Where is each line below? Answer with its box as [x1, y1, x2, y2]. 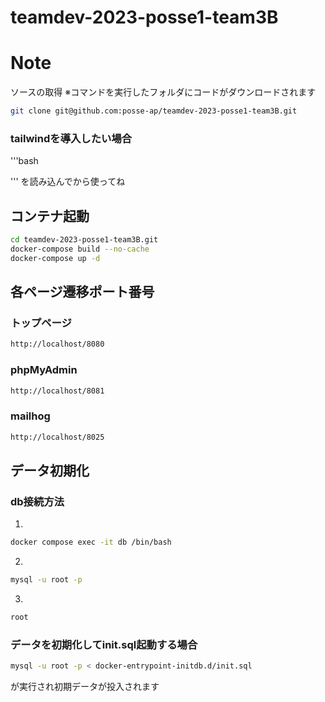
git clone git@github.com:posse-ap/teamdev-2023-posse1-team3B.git [10, 106, 298, 116]
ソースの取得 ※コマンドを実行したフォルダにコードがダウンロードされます [10, 86, 317, 98]
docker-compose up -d [10, 253, 101, 263]
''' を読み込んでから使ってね [10, 176, 126, 188]
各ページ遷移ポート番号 [10, 284, 155, 301]
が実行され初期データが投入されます [10, 681, 160, 693]
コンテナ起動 [10, 207, 90, 225]
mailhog [10, 409, 51, 423]
